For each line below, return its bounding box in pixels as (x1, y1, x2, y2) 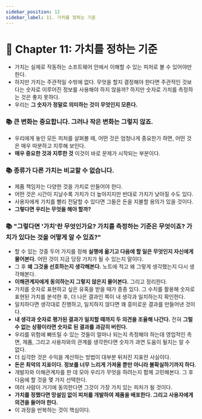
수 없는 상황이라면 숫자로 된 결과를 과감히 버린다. (14, 324, 128, 331)
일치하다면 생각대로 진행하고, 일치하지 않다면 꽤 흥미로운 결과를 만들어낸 (14, 301, 184, 308)
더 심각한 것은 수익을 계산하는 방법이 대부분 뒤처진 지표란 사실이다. (14, 354, 171, 361)
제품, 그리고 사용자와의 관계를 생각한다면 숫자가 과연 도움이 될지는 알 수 (22, 339, 191, 346)
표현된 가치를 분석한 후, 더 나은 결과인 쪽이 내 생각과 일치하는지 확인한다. (14, 293, 186, 301)
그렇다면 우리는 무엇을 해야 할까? (14, 206, 91, 213)
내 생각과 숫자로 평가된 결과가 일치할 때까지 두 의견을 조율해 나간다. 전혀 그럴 (14, 316, 193, 323)
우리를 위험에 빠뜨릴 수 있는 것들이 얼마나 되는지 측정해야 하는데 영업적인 (14, 331, 186, 338)
